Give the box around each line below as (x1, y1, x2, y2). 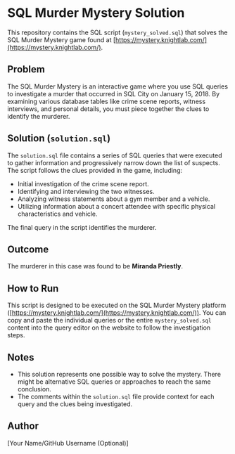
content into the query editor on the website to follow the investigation (7, 323, 211, 332)
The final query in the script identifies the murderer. (7, 223, 157, 231)
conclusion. (17, 385, 51, 393)
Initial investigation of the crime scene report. (17, 179, 149, 188)
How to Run (7, 283, 59, 294)
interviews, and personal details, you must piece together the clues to (7, 104, 210, 113)
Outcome (7, 243, 49, 255)
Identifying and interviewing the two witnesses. (17, 187, 155, 195)
